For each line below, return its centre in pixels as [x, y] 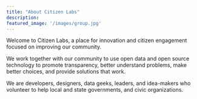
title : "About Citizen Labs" [43, 12]
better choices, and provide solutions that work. [66, 72]
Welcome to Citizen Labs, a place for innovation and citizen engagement [97, 41]
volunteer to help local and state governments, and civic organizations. [95, 90]
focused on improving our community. [54, 47]
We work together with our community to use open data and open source [98, 59]
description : [23, 18]
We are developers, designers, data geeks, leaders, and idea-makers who [98, 83]
